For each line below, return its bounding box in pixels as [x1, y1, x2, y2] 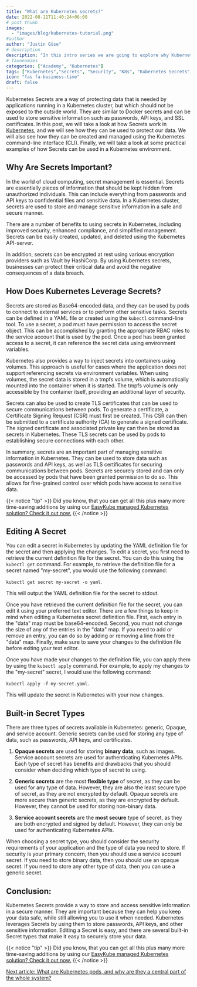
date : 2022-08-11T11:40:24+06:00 [6, 14, 88, 20]
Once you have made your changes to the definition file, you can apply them [6, 656, 191, 663]
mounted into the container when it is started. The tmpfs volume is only [6, 382, 178, 389]
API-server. [6, 239, 34, 246]
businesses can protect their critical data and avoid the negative [6, 263, 161, 270]
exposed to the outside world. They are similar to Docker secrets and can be [6, 108, 191, 115]
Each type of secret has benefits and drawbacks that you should [14, 760, 171, 768]
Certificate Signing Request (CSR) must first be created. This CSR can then [6, 412, 188, 419]
